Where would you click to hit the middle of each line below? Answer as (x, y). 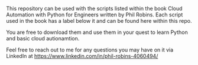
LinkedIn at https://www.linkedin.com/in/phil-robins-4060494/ (82, 56)
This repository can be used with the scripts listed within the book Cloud (94, 8)
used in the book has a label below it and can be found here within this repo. (99, 21)
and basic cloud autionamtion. (43, 38)
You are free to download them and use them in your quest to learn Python (97, 32)
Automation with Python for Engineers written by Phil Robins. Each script (95, 15)
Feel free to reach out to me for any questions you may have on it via (90, 50)
